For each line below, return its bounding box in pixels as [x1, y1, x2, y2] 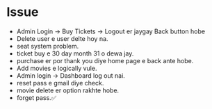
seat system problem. [16, 42, 79, 50]
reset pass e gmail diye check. [16, 78, 104, 87]
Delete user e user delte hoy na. [16, 34, 108, 42]
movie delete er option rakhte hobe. [16, 86, 120, 94]
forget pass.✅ [16, 93, 57, 101]
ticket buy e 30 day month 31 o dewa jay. [16, 49, 134, 58]
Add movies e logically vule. [16, 64, 97, 72]
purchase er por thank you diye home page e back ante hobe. [16, 56, 194, 65]
